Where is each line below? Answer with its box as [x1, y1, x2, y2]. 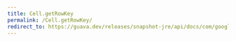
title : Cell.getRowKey [7, 10, 74, 17]
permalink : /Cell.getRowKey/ [7, 17, 93, 24]
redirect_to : [7, 23, 46, 30]
